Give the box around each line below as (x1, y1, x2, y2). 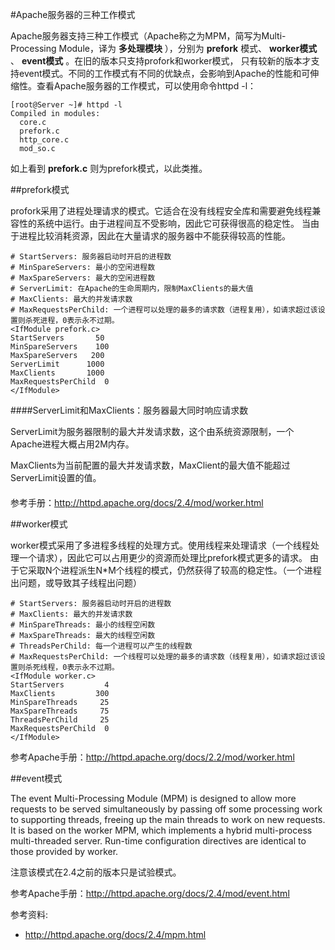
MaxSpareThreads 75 (10, 706, 110, 716)
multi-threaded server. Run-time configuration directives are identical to (10, 834, 307, 847)
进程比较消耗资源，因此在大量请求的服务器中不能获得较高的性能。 (18, 230, 291, 242)
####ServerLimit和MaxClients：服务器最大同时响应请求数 (10, 404, 249, 416)
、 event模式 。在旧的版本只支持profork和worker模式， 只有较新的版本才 (10, 55, 312, 67)
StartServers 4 (10, 679, 110, 690)
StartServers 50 (10, 333, 105, 343)
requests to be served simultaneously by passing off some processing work (10, 803, 323, 815)
